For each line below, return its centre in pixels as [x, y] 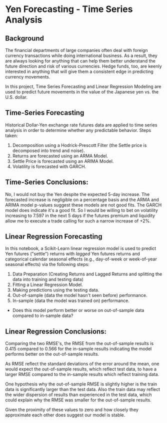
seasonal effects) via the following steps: [47, 264]
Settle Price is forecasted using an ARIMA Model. [63, 161]
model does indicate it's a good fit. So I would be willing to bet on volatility [82, 210]
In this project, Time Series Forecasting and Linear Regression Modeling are [83, 86]
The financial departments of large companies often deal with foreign [76, 50]
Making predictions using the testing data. [56, 290]
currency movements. [28, 77]
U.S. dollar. [16, 97]
